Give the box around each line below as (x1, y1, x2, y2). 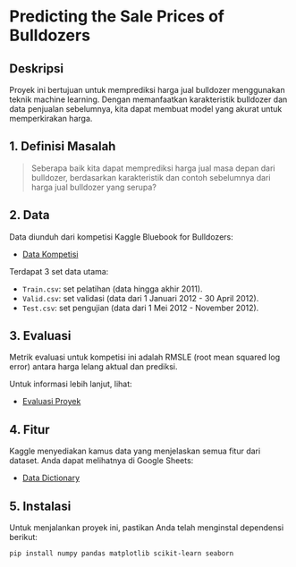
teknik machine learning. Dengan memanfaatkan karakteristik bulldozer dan (9, 94, 288, 105)
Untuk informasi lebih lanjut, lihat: (9, 378, 132, 390)
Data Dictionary (21, 472, 80, 484)
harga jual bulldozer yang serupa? (30, 182, 156, 192)
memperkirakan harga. (9, 114, 93, 123)
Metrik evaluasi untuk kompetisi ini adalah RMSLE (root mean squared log (9, 351, 281, 363)
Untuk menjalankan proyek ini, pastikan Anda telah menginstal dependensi (9, 522, 284, 533)
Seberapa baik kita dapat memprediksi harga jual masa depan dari (30, 163, 275, 173)
